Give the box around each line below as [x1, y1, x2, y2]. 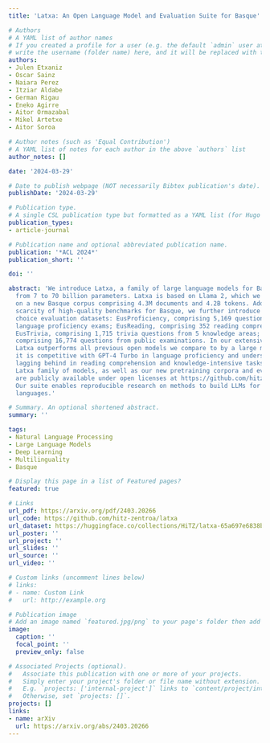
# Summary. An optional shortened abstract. [8, 403, 160, 412]
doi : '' [8, 270, 35, 278]
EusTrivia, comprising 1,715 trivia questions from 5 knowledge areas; [15, 329, 261, 337]
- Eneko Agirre [8, 101, 59, 109]
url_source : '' [8, 552, 59, 560]
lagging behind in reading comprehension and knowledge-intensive [15, 359, 243, 367]
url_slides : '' [8, 544, 59, 553]
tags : [8, 426, 27, 434]
